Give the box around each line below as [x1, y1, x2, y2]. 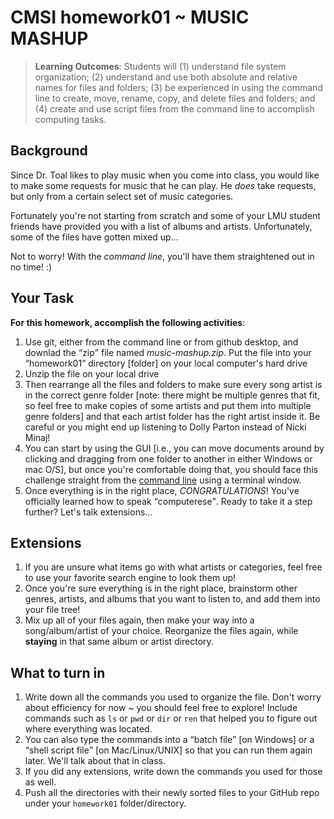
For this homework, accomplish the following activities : [10, 316, 246, 328]
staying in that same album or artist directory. [24, 636, 214, 648]
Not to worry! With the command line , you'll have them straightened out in [10, 250, 315, 262]
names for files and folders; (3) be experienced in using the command [34, 81, 323, 93]
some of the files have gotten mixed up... [10, 231, 179, 243]
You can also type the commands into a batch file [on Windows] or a [24, 734, 315, 746]
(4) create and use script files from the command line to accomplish [34, 102, 315, 115]
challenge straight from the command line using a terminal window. [24, 474, 302, 486]
